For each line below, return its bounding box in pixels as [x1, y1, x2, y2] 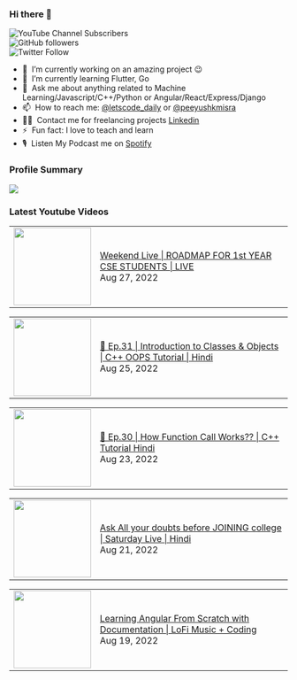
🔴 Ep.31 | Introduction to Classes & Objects [100, 340, 279, 352]
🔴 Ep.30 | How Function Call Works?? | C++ [100, 430, 280, 443]
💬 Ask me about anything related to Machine [21, 83, 187, 94]
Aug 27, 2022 [100, 271, 159, 283]
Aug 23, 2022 [100, 452, 159, 465]
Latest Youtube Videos [9, 205, 109, 218]
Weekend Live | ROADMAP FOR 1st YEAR [100, 249, 272, 261]
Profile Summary [9, 164, 84, 176]
